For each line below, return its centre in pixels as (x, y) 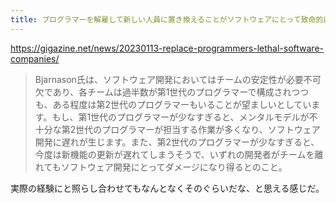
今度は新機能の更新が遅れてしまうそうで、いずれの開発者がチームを (174, 154)
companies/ (35, 58)
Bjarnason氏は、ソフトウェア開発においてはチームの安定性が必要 (169, 79)
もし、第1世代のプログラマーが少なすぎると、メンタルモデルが (180, 117)
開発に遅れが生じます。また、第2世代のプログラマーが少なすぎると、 (177, 142)
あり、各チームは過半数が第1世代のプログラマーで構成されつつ (181, 92)
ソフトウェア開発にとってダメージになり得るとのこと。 (174, 167)
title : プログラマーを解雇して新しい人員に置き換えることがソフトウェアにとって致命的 (167, 19)
